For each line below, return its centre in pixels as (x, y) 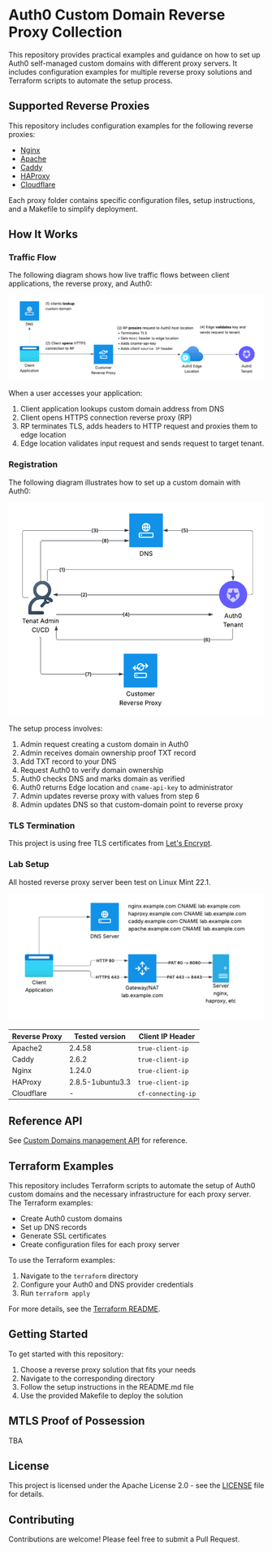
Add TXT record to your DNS (68, 761)
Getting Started (48, 1334)
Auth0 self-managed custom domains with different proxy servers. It (123, 63)
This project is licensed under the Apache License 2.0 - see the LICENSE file (136, 1485)
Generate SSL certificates (63, 1235)
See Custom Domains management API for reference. (98, 1140)
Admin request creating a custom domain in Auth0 (104, 744)
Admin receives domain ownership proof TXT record (108, 753)
